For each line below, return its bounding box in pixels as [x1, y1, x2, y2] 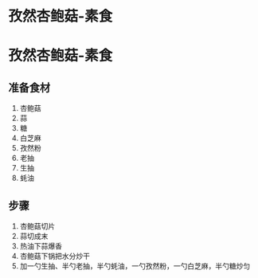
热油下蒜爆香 [19, 241, 62, 251]
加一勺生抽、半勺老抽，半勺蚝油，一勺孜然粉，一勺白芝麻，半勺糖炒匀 [19, 261, 251, 271]
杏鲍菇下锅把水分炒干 [19, 252, 90, 260]
